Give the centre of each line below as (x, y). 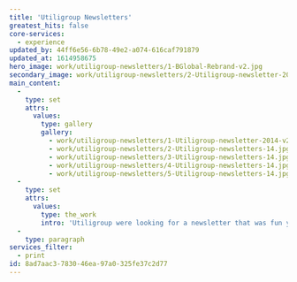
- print (31, 256)
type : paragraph (55, 240)
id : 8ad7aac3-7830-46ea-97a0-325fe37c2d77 (88, 264)
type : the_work (69, 214)
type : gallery (67, 125)
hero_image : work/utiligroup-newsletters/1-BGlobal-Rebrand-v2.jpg (136, 67)
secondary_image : (41, 75)
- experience (41, 42)
